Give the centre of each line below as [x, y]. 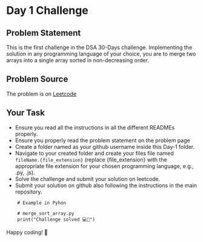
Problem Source [37, 79]
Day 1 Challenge [48, 11]
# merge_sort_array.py [46, 213]
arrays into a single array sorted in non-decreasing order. [78, 60]
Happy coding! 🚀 [27, 232]
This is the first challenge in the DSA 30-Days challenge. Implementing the [99, 47]
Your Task [26, 113]
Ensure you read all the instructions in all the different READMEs [95, 127]
